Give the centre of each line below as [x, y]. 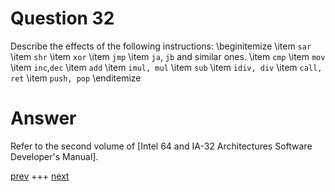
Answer [43, 118]
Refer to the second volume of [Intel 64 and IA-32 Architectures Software [161, 146]
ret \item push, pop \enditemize [76, 78]
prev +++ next [40, 176]
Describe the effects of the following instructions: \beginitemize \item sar [161, 46]
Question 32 [62, 18]
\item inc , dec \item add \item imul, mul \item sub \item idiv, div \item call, [166, 67]
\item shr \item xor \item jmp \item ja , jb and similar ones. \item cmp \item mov [168, 56]
